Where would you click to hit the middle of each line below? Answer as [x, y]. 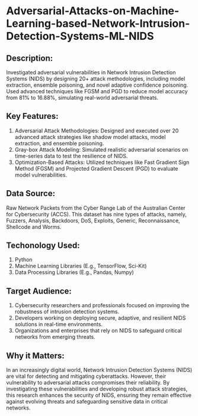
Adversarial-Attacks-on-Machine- [93, 11]
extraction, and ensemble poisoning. [59, 143]
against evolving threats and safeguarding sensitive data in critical [87, 402]
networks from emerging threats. [55, 337]
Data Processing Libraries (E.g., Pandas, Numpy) [74, 272]
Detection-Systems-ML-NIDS [80, 36]
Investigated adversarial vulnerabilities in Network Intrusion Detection [91, 72]
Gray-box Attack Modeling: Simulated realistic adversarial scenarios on [101, 149]
